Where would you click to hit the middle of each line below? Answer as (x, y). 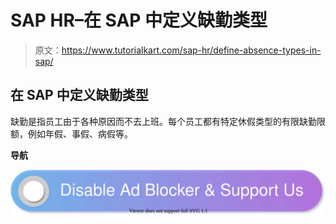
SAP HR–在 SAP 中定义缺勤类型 (139, 20)
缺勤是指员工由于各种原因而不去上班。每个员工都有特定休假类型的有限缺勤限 (168, 121)
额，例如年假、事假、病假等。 (71, 133)
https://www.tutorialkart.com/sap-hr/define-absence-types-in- (191, 50)
